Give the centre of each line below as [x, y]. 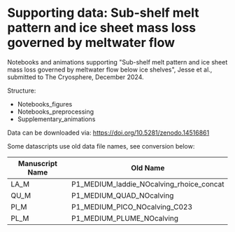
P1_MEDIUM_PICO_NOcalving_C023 [132, 207]
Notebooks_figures [45, 104]
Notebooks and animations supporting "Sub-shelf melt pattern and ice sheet [117, 62]
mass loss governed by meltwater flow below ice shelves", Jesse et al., [110, 69]
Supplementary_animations [56, 119]
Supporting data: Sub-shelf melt [103, 13]
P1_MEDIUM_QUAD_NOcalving [122, 196]
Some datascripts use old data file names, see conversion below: [101, 146]
